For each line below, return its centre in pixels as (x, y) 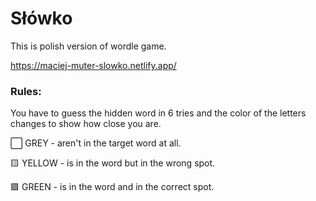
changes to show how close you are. (86, 124)
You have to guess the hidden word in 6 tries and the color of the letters (158, 113)
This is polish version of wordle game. (88, 46)
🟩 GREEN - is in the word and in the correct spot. (112, 187)
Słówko (41, 18)
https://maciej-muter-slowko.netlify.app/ (93, 65)
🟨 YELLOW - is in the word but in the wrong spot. (113, 163)
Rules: (26, 91)
